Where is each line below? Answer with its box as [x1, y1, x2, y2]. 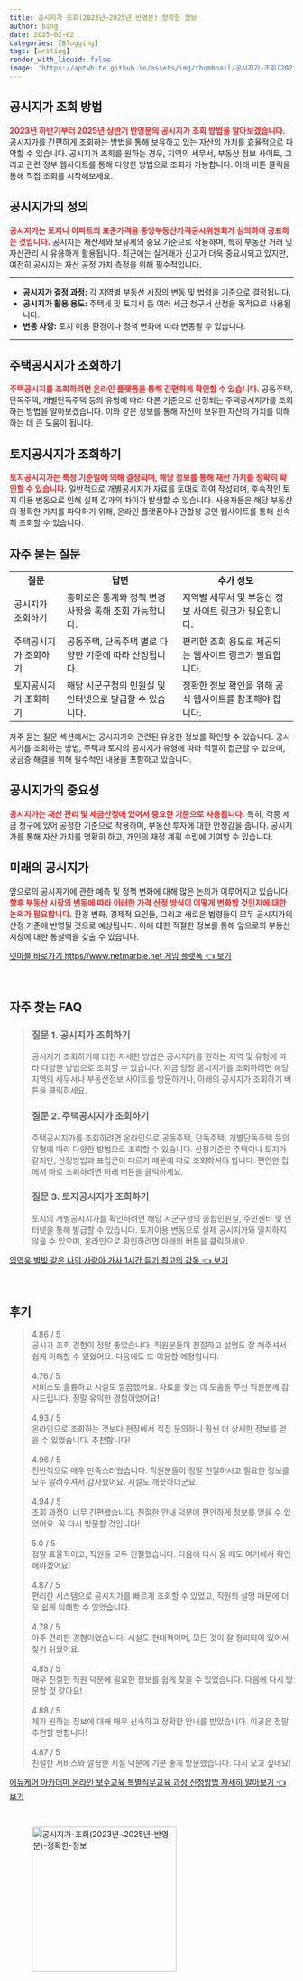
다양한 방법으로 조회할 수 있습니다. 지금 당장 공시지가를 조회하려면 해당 [41, 1063, 289, 1074]
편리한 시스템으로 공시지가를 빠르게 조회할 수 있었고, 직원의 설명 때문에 [31, 1590, 280, 1601]
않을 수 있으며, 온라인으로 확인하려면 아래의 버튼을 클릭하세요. [31, 1235, 249, 1246]
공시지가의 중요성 [9, 783, 100, 798]
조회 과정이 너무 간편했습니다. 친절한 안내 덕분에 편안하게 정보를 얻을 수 [31, 1507, 282, 1517]
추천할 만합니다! [31, 1727, 87, 1738]
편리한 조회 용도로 [181, 634, 254, 647]
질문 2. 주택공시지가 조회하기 [31, 1110, 150, 1122]
